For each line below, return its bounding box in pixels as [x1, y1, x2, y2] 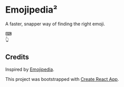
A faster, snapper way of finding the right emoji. [5, 21, 105, 27]
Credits [5, 53, 29, 62]
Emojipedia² [5, 4, 57, 16]
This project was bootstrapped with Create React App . [5, 76, 119, 82]
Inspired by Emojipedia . [5, 66, 54, 72]
